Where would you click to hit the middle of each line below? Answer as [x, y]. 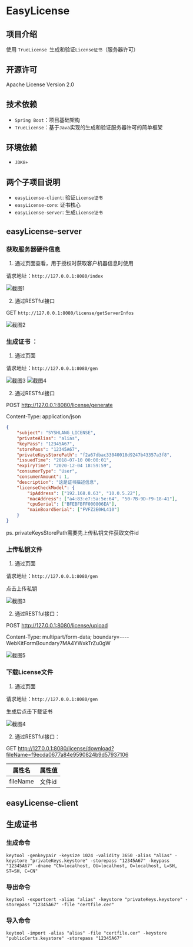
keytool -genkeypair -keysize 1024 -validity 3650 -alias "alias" [89, 855]
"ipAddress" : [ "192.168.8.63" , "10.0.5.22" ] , [84, 493]
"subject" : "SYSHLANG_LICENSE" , [56, 433]
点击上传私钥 [21, 588]
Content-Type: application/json [44, 416]
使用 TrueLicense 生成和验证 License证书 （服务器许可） [72, 49]
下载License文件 [30, 672]
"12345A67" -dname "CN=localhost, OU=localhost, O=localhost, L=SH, [92, 866]
